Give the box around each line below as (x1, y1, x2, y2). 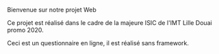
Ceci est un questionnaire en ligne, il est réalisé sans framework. (7, 39, 190, 47)
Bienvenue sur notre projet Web (7, 6, 97, 13)
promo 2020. (7, 26, 44, 34)
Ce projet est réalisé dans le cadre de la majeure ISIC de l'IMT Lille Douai (7, 19, 212, 26)
